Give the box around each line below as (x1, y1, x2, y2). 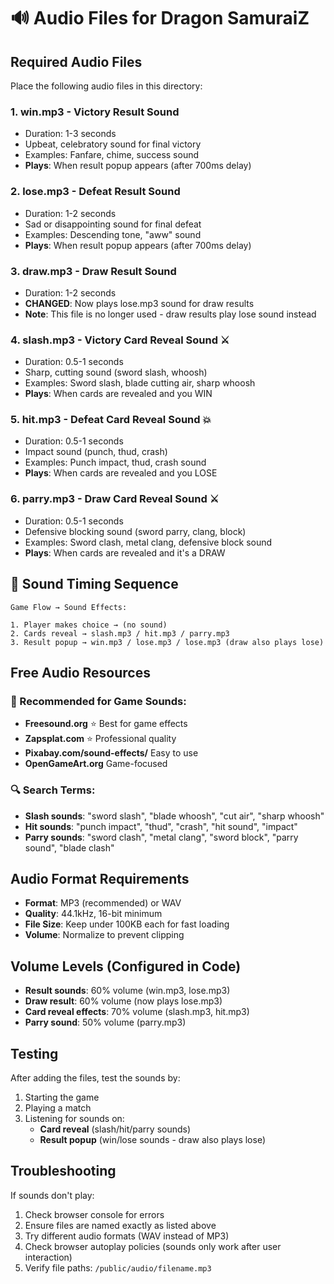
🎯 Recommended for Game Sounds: (10, 694, 187, 708)
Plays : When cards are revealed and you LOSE (24, 467, 218, 479)
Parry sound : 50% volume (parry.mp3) (24, 1016, 187, 1029)
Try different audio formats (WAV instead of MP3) (24, 1230, 230, 1242)
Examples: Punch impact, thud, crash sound (24, 456, 207, 469)
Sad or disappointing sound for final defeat (24, 218, 202, 230)
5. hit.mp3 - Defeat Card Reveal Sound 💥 (10, 413, 212, 427)
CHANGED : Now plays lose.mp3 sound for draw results (24, 297, 255, 309)
